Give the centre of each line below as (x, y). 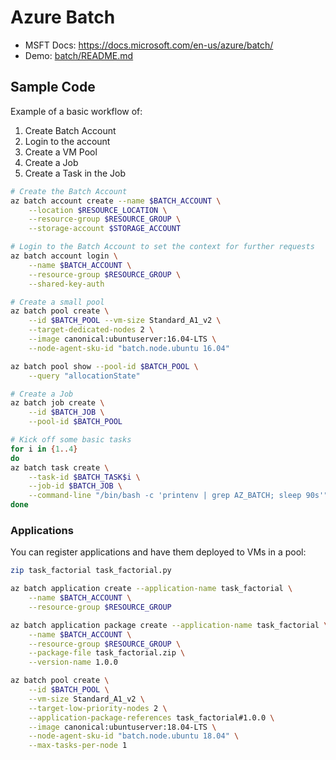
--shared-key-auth (66, 284)
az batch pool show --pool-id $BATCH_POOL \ (104, 366)
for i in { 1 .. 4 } (44, 449)
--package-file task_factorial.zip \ (107, 653)
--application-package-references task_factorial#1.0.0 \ (151, 717)
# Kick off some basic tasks (71, 440)
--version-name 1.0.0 (73, 662)
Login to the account (67, 141)
